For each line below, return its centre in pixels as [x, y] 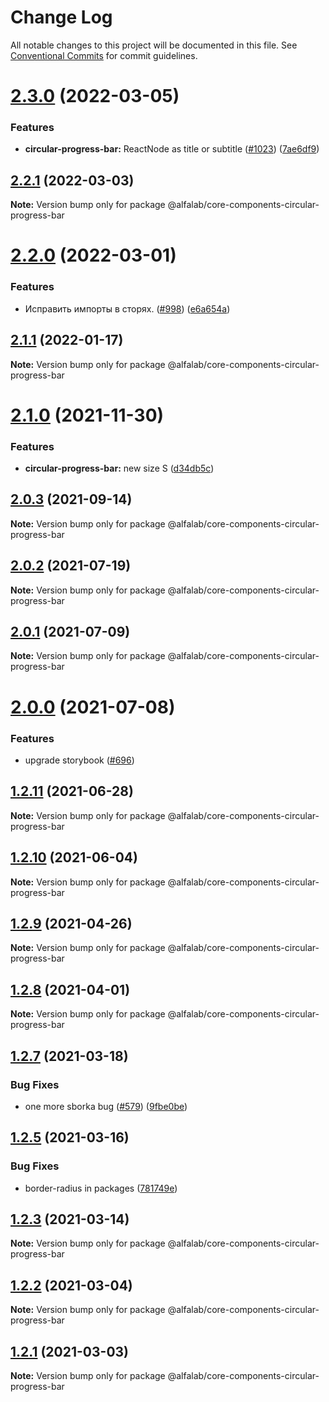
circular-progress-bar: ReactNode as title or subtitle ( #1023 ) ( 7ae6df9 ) [172, 149]
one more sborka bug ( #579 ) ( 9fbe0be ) [106, 1106]
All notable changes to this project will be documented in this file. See [154, 45]
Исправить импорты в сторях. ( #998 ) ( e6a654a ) [127, 308]
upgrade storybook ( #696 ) [79, 760]
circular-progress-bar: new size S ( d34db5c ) [119, 468]
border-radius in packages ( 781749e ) [101, 1188]
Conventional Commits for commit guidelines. [104, 55]
